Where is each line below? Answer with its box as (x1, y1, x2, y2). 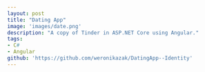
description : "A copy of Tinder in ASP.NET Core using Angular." (7, 29, 199, 36)
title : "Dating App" (7, 16, 67, 23)
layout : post (7, 10, 45, 17)
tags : (7, 36, 23, 43)
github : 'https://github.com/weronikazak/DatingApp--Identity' (7, 55, 193, 62)
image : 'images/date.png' (7, 23, 81, 29)
